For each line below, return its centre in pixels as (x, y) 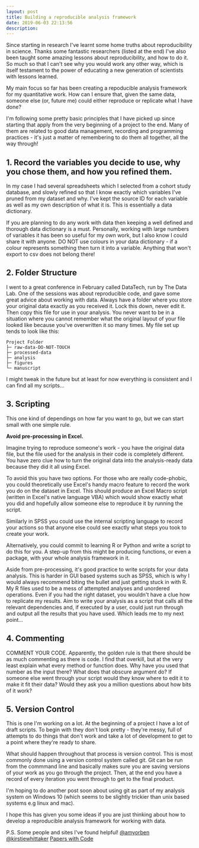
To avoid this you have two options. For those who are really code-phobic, (97, 478)
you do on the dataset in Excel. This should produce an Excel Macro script (97, 491)
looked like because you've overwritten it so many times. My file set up (93, 325)
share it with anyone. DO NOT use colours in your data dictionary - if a (92, 242)
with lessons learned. (32, 77)
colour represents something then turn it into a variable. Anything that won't (99, 248)
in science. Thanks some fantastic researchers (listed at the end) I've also (96, 52)
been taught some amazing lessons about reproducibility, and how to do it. (97, 58)
